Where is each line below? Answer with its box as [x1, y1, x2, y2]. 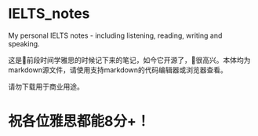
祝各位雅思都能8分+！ [8, 112, 151, 130]
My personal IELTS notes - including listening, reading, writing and [8, 31, 223, 40]
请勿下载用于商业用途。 [8, 82, 84, 91]
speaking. [8, 39, 41, 48]
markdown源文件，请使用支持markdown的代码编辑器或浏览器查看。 [8, 64, 227, 75]
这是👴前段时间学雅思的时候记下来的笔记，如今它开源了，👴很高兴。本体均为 [8, 55, 251, 64]
